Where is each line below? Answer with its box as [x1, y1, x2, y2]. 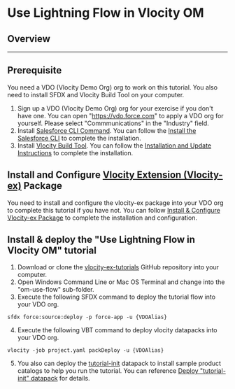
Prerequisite [7, 64, 62, 76]
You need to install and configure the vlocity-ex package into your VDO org [7, 198, 224, 207]
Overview [7, 33, 51, 45]
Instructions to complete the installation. [17, 148, 134, 157]
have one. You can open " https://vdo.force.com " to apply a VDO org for [17, 111, 224, 120]
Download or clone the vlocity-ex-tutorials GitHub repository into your [17, 263, 219, 271]
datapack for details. [30, 374, 90, 383]
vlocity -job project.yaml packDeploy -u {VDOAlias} [7, 347, 164, 354]
